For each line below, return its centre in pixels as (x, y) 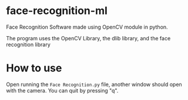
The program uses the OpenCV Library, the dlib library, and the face (88, 38)
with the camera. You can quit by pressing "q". (62, 90)
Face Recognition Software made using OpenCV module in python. (87, 27)
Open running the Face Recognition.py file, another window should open (94, 84)
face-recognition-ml (57, 11)
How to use (34, 68)
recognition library (28, 44)
